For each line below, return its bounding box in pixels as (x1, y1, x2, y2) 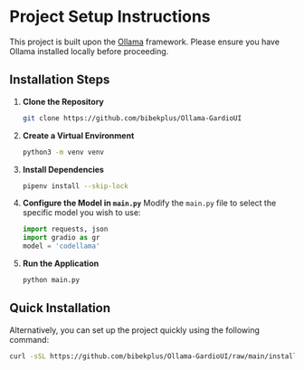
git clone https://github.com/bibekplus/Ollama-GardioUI (22, 113, 242, 123)
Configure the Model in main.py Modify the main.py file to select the (22, 197, 277, 209)
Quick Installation (9, 300, 111, 316)
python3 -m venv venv (22, 147, 105, 157)
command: (9, 334, 50, 345)
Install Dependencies (22, 164, 104, 175)
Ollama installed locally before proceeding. (9, 45, 169, 56)
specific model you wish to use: (22, 207, 141, 218)
